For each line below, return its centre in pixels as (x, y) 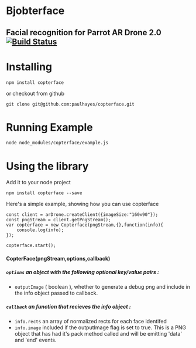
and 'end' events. (35, 340)
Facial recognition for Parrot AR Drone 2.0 (84, 33)
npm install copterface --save (44, 193)
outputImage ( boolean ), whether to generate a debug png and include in (102, 286)
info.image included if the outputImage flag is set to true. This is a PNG (100, 327)
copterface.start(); (31, 246)
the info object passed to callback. (56, 293)
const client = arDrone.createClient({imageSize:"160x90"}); (82, 215)
